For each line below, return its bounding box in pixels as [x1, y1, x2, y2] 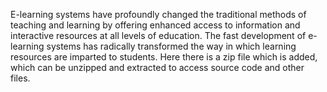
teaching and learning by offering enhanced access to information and [10, 19, 301, 31]
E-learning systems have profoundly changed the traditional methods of [10, 9, 307, 20]
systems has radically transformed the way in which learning [46, 40, 297, 52]
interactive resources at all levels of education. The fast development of [10, 30, 307, 41]
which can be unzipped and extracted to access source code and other [10, 62, 305, 73]
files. [10, 72, 31, 84]
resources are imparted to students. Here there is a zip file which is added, [10, 51, 318, 63]
